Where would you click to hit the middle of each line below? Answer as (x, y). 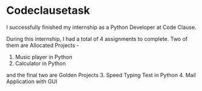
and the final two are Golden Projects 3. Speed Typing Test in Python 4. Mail (101, 75)
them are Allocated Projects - (43, 45)
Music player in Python (44, 57)
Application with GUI (32, 81)
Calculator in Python (40, 63)
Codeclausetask (48, 11)
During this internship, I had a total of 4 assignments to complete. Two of (97, 39)
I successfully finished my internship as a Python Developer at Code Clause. (101, 27)
